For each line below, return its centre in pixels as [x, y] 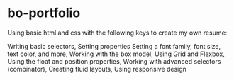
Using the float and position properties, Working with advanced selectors [114, 61]
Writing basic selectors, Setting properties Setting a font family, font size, [114, 46]
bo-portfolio [44, 13]
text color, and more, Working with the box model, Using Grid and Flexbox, [116, 54]
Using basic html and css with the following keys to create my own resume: [117, 33]
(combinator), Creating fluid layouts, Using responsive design [97, 69]
